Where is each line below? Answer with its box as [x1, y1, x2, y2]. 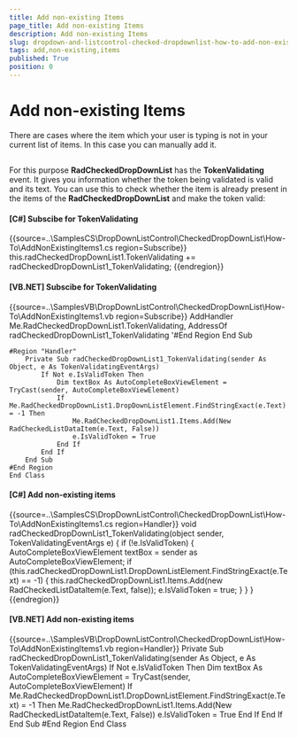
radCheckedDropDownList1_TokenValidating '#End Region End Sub [9, 330, 254, 340]
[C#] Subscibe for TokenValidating [9, 214, 139, 224]
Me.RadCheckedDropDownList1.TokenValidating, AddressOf [9, 320, 228, 330]
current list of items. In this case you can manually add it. [9, 139, 217, 150]
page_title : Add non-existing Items [9, 21, 144, 30]
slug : [9, 37, 29, 47]
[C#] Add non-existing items [9, 489, 117, 501]
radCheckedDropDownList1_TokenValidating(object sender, [9, 528, 225, 539]
